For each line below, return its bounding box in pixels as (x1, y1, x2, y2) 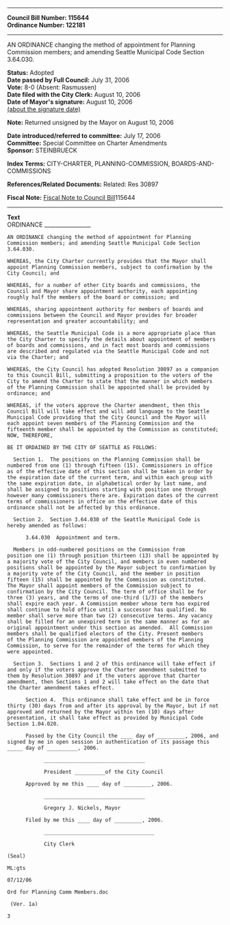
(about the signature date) (7, 105, 81, 113)
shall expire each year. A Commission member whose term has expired (7, 600, 210, 607)
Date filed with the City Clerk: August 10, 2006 (7, 91, 141, 98)
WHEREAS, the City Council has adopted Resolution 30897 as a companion (7, 366, 219, 373)
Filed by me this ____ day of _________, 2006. (25, 816, 164, 823)
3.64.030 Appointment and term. (25, 534, 121, 541)
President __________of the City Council (43, 768, 164, 775)
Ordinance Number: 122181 (7, 21, 86, 29)
